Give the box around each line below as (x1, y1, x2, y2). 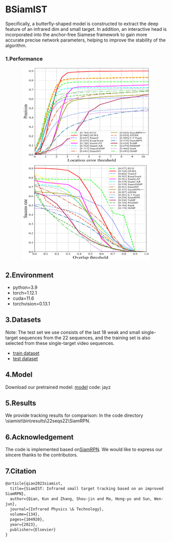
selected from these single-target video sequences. (5, 340, 115, 346)
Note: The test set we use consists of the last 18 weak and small (5, 329, 141, 335)
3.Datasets (5, 316, 41, 324)
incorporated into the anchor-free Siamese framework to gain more (5, 31, 147, 37)
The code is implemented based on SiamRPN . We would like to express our (5, 447, 163, 453)
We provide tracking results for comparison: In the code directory (5, 412, 143, 419)
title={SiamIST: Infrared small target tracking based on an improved (10, 486, 164, 491)
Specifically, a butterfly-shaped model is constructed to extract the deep (5, 21, 159, 27)
